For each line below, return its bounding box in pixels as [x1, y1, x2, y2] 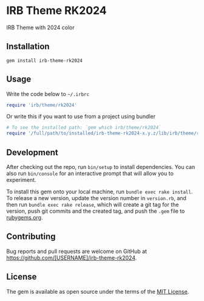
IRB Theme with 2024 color [6, 24, 75, 31]
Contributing [6, 232, 56, 242]
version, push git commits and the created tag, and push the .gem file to [6, 207, 185, 215]
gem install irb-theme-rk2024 [6, 57, 83, 64]
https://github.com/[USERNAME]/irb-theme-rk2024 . [6, 254, 137, 261]
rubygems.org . [6, 214, 43, 221]
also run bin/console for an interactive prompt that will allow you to [6, 170, 174, 177]
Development [6, 147, 59, 157]
